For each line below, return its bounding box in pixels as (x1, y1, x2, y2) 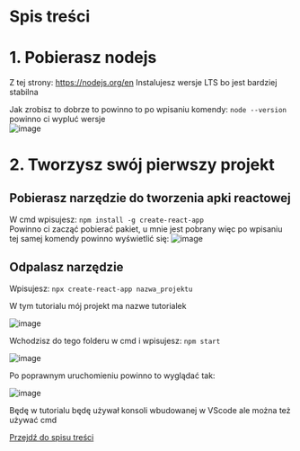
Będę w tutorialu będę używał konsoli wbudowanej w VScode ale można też (9, 404, 291, 415)
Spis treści (9, 6, 91, 27)
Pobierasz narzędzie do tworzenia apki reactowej (9, 190, 292, 206)
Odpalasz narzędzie (9, 259, 124, 275)
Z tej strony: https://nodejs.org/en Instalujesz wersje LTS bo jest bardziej (9, 77, 278, 88)
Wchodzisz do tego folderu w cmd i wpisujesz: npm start (9, 335, 221, 346)
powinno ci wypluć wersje (9, 114, 106, 125)
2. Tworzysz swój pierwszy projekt (9, 155, 276, 175)
